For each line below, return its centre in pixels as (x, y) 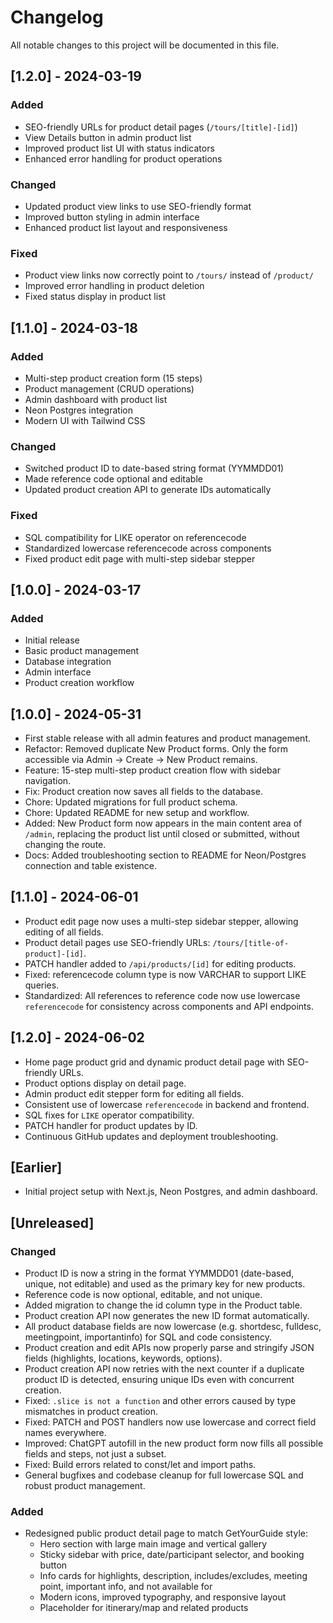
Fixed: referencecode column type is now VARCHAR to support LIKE (165, 974)
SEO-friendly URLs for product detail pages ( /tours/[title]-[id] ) (161, 127)
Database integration (68, 662)
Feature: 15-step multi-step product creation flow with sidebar (152, 770)
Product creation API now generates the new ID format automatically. (167, 1316)
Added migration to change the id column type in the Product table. (163, 1305)
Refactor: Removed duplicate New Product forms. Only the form (156, 749)
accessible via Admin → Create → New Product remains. (141, 759)
